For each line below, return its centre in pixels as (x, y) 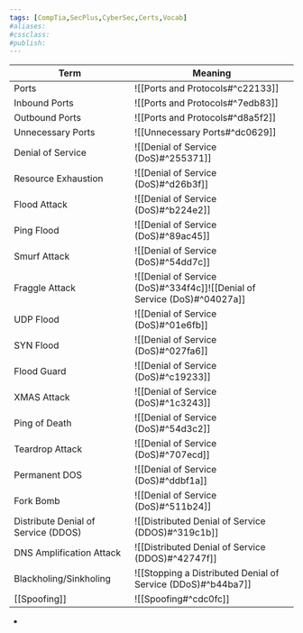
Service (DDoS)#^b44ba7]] (193, 584)
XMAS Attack (42, 398)
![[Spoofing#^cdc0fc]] (182, 599)
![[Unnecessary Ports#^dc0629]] (205, 133)
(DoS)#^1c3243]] (173, 403)
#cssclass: (30, 34)
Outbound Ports (47, 118)
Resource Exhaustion (59, 179)
